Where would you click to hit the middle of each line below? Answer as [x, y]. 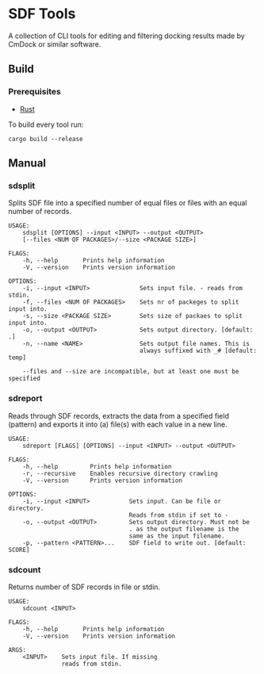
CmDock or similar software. [55, 44]
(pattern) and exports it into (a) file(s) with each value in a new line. [118, 424]
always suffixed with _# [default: [198, 351]
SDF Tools [42, 14]
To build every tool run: [46, 124]
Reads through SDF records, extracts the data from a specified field [119, 416]
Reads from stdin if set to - [178, 515]
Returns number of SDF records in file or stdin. [84, 587]
